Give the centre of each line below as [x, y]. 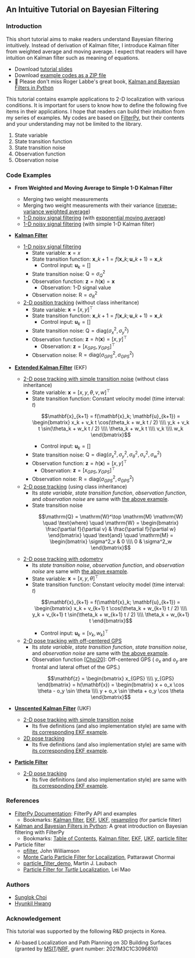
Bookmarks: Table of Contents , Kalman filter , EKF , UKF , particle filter [105, 838]
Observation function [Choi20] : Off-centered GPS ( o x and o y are [110, 660]
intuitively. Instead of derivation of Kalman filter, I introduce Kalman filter [93, 45]
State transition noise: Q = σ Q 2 [69, 274]
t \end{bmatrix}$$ [111, 621]
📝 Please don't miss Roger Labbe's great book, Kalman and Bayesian [97, 81]
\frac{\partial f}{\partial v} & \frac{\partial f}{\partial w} [111, 529]
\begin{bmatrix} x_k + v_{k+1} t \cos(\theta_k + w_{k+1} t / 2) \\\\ [111, 608]
